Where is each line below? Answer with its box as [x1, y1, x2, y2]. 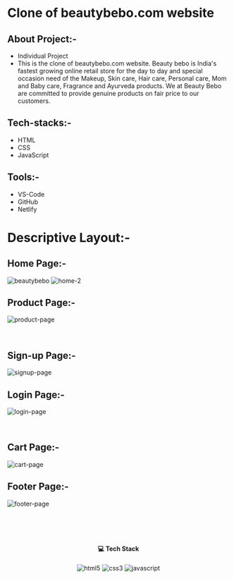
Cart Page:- [7, 441, 60, 453]
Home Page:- [7, 257, 67, 269]
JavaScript [17, 150, 49, 159]
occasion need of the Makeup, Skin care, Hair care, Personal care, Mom [17, 74, 227, 83]
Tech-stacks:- [7, 117, 72, 129]
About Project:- [7, 33, 78, 45]
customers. [17, 97, 51, 105]
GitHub [17, 197, 39, 206]
